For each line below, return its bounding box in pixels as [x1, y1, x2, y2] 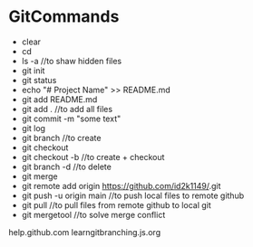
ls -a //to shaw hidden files [21, 55, 122, 66]
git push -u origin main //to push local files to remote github [21, 190, 245, 201]
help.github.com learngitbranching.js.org [8, 226, 161, 237]
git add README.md [21, 93, 98, 105]
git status [21, 74, 57, 85]
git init [21, 65, 45, 76]
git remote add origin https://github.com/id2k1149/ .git [21, 180, 221, 191]
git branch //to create [21, 132, 102, 143]
